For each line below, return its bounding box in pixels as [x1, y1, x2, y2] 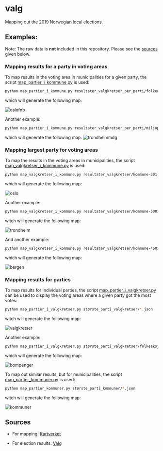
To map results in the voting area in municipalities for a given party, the [5, 74, 147, 80]
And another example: [5, 236, 49, 242]
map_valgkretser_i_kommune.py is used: [5, 163, 86, 169]
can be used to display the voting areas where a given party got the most [5, 292, 151, 298]
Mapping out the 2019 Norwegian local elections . [5, 19, 103, 25]
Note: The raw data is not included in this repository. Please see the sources [5, 46, 158, 51]
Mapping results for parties [5, 276, 71, 283]
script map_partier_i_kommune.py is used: [5, 80, 90, 85]
